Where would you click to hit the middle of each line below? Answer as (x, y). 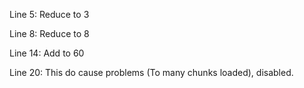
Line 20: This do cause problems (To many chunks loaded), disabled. (151, 72)
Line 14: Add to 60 (47, 53)
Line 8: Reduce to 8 (49, 33)
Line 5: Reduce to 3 (49, 14)
